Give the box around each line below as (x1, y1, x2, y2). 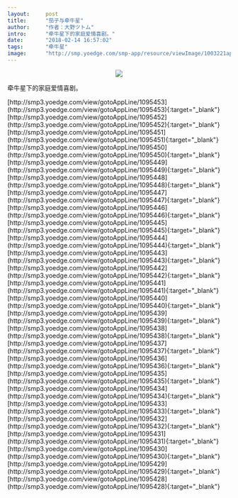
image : (7, 50, 27, 57)
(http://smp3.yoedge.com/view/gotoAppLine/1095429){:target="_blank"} (7, 467, 221, 475)
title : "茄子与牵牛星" (7, 17, 84, 24)
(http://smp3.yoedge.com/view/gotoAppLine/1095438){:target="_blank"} (7, 331, 221, 340)
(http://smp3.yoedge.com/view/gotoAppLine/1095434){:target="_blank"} (7, 392, 221, 400)
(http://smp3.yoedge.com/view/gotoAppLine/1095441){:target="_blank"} (7, 286, 220, 294)
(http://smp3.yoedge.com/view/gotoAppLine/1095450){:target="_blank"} (7, 150, 221, 159)
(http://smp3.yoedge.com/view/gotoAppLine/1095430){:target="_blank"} (7, 452, 221, 460)
